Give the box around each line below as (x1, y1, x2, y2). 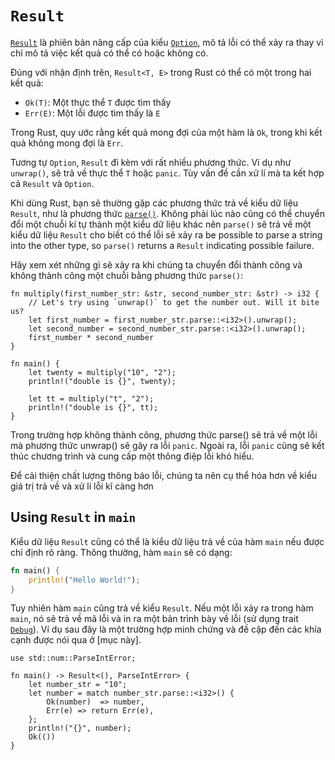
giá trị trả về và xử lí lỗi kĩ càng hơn (10, 480, 154, 492)
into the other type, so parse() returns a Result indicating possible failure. (10, 239, 315, 251)
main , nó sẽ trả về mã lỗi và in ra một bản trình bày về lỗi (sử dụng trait (10, 613, 299, 625)
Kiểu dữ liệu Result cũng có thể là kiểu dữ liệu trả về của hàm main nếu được (10, 535, 325, 547)
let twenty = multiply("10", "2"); (28, 367, 177, 377)
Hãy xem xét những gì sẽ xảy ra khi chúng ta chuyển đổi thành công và (10, 258, 303, 271)
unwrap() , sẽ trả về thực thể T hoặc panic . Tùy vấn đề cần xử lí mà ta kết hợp (10, 167, 325, 179)
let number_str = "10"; (28, 680, 128, 690)
